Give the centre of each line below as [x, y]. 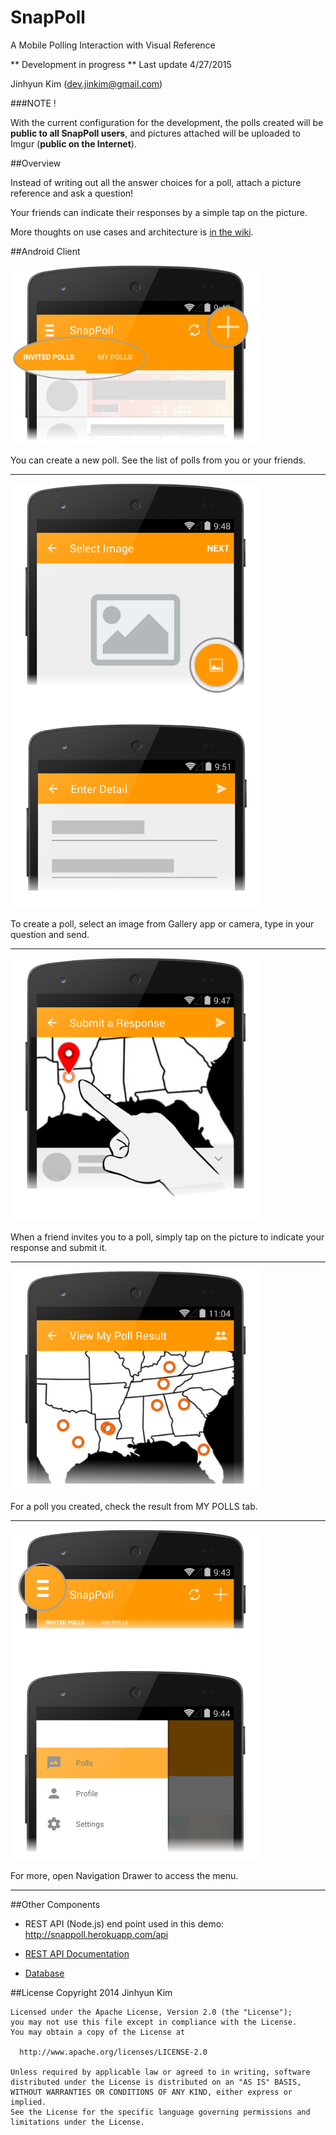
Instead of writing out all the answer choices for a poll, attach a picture [156, 182]
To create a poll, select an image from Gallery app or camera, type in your [162, 924]
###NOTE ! [33, 103]
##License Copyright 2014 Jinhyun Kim [91, 1992]
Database [44, 1973]
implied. [28, 2102]
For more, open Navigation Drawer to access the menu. [124, 1875]
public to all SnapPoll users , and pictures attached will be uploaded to [155, 133]
